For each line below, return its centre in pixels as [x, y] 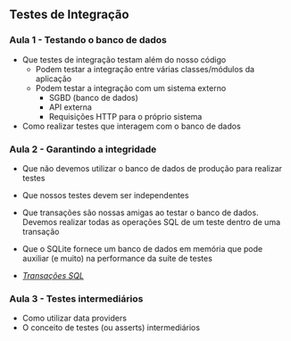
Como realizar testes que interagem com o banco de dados [131, 126]
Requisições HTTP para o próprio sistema [125, 116]
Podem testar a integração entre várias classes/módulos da [145, 69]
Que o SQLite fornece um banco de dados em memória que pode [142, 248]
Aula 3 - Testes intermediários [76, 298]
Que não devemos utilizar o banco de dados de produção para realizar [152, 168]
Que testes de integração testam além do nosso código [124, 59]
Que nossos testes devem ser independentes [105, 195]
